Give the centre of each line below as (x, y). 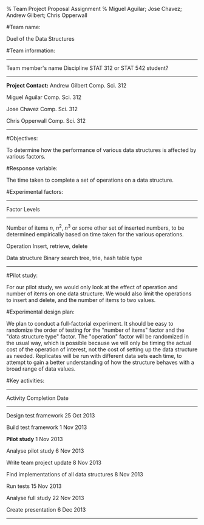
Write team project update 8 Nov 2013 (54, 462)
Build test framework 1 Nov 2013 (47, 427)
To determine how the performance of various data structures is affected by (101, 150)
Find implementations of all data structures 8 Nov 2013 (75, 474)
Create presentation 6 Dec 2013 (46, 509)
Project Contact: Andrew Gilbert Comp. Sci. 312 (66, 85)
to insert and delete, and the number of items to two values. (81, 300)
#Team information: (31, 50)
